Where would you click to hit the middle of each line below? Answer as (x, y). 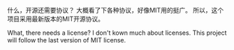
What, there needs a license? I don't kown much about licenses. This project (117, 33)
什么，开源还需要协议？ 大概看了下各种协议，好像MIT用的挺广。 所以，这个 (116, 10)
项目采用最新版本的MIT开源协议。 (56, 19)
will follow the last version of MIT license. (67, 40)
